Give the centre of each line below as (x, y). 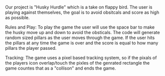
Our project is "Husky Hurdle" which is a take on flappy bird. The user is (79, 7)
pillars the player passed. (31, 48)
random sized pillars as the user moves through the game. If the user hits (80, 38)
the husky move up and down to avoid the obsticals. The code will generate (82, 32)
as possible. (17, 18)
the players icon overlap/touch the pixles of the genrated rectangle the (78, 63)
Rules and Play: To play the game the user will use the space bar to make (80, 27)
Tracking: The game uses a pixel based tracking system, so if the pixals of (81, 58)
